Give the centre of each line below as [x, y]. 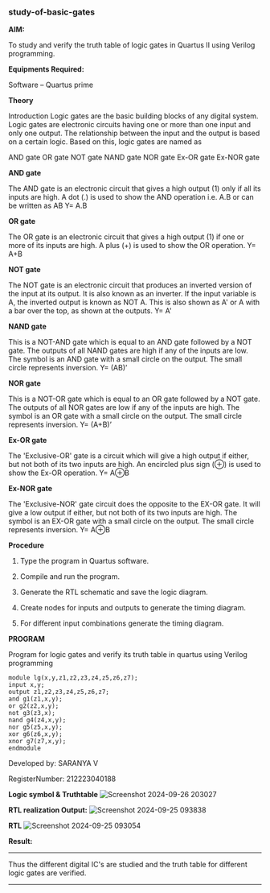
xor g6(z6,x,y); [35, 734]
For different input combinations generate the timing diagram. [122, 623]
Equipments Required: [46, 69]
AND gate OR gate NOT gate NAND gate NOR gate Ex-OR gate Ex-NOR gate [134, 157]
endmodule [25, 748]
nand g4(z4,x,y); [37, 720]
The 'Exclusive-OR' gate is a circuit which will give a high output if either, [129, 456]
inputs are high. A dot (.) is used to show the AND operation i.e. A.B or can [131, 197]
